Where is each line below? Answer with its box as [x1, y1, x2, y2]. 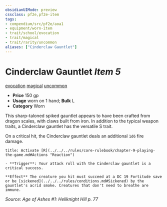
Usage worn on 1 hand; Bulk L [12, 97, 75, 103]
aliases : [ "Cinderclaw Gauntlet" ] [5, 44, 77, 49]
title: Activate [5, 148, 39, 153]
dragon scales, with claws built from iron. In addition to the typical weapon [5, 118, 159, 124]
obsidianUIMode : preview [5, 7, 57, 12]
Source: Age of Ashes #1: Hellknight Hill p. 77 [5, 196, 98, 202]
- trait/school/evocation [5, 30, 59, 35]
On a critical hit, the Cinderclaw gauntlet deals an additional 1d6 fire [5, 133, 144, 139]
